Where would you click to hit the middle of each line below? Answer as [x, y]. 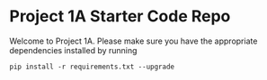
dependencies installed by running [73, 50]
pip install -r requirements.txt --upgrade [92, 67]
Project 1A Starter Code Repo [120, 16]
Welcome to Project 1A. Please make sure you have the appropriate [133, 41]
